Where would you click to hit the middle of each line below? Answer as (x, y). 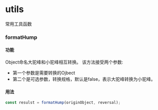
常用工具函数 (18, 24)
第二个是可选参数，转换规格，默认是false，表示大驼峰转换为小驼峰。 (84, 79)
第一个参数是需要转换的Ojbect (44, 73)
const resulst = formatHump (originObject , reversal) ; (63, 103)
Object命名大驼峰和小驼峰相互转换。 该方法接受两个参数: (64, 62)
